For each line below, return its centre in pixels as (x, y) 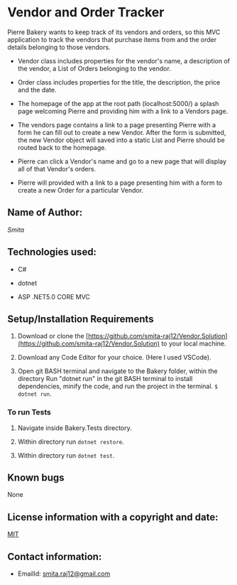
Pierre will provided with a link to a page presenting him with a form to (120, 183)
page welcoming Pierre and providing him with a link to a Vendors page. (123, 111)
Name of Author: (45, 213)
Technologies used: (52, 252)
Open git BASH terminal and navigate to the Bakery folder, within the (117, 371)
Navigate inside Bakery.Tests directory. (75, 428)
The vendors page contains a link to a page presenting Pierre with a (117, 124)
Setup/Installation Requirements (81, 319)
